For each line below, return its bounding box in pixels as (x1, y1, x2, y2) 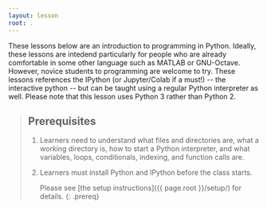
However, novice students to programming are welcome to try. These (8, 66, 236, 75)
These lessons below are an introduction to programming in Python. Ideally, (8, 41, 257, 50)
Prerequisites (27, 114, 96, 128)
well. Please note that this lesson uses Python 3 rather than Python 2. (8, 91, 237, 101)
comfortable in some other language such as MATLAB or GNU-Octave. (8, 57, 241, 68)
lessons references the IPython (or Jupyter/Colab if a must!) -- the (8, 75, 226, 84)
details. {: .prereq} (39, 192, 100, 201)
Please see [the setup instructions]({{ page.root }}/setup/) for (39, 184, 241, 193)
